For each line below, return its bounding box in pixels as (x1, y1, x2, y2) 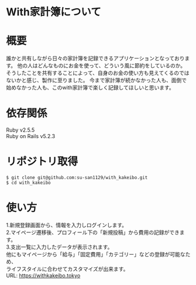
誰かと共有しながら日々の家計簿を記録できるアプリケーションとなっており (6, 55, 185, 62)
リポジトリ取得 (6, 155, 78, 169)
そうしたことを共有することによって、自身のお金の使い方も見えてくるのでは (6, 70, 190, 77)
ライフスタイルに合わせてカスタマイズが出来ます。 (6, 265, 129, 272)
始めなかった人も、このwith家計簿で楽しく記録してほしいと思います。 (6, 84, 174, 91)
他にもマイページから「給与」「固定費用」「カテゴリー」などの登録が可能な (6, 250, 185, 257)
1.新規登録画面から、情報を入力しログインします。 (6, 221, 128, 228)
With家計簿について (6, 5, 101, 19)
